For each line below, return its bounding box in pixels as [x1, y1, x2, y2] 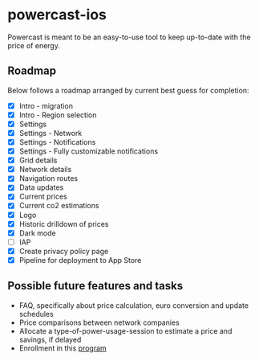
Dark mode [18, 228, 57, 238]
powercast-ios [7, 6, 107, 24]
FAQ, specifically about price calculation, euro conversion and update [18, 300, 249, 310]
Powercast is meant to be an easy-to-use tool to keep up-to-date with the [7, 32, 251, 42]
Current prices [18, 191, 67, 202]
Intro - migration [18, 101, 74, 110]
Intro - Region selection [18, 110, 97, 120]
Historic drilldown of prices [18, 219, 109, 228]
